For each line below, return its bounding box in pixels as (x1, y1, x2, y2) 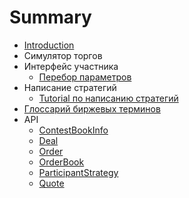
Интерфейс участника (23, 60, 119, 72)
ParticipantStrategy (38, 166, 119, 178)
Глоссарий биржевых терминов (23, 102, 161, 115)
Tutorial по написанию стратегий (38, 92, 179, 104)
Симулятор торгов (23, 49, 103, 61)
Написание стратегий (23, 81, 117, 93)
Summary (9, 6, 92, 29)
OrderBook (38, 156, 85, 168)
